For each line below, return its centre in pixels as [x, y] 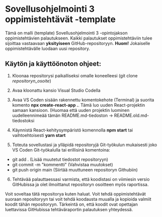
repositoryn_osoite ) [31, 81]
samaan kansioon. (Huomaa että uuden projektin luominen [71, 110]
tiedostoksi [23, 120]
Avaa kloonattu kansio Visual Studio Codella [56, 90]
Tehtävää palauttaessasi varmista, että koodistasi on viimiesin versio [81, 179]
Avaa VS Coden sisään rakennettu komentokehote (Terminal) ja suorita [83, 100]
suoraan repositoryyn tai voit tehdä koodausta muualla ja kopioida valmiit [78, 199]
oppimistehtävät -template [61, 19]
